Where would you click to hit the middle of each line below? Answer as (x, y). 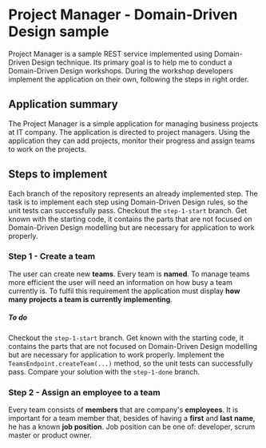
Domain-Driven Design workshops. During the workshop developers (121, 70)
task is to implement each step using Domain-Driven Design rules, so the (128, 202)
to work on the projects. (48, 149)
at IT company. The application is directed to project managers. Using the (129, 132)
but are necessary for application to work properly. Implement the (117, 355)
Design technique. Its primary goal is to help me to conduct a (132, 62)
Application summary (63, 104)
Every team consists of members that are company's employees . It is (123, 410)
